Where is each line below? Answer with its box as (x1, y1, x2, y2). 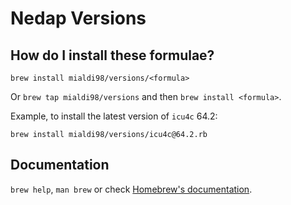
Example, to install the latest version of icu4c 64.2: (10, 110, 218, 122)
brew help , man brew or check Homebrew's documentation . (10, 183, 253, 195)
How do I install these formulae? (10, 47, 215, 64)
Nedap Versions (10, 7, 147, 30)
